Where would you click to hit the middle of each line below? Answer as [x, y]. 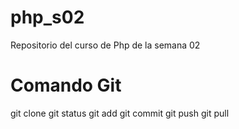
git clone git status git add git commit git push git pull [120, 113]
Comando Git [66, 85]
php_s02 [47, 17]
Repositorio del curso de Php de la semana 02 [105, 45]
